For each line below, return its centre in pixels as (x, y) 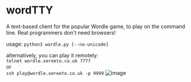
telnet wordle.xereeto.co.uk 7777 (49, 61)
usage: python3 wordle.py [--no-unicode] (57, 44)
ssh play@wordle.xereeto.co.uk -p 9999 (55, 73)
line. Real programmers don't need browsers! (61, 32)
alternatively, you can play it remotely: (52, 55)
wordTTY (30, 10)
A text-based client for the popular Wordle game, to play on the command (96, 26)
